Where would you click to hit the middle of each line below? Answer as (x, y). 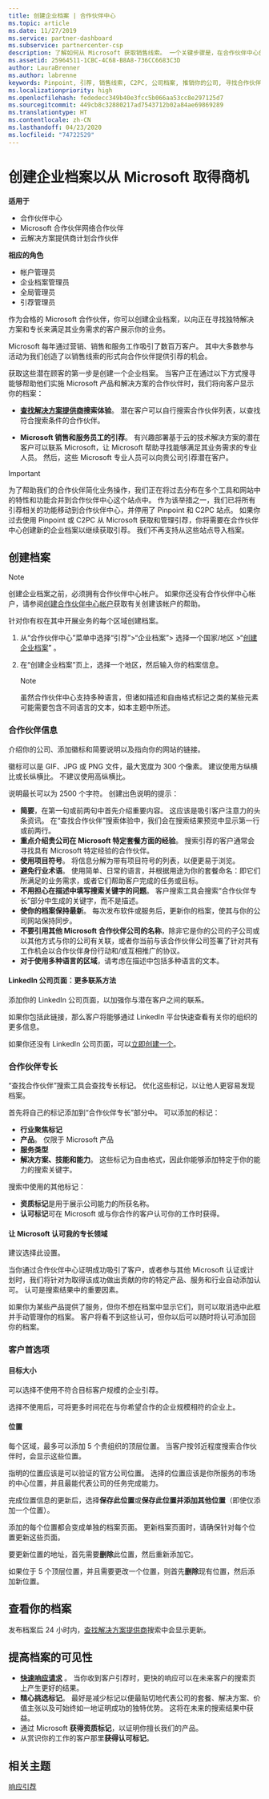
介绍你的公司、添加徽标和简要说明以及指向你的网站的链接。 (106, 749)
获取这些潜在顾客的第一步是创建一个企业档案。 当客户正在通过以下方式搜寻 (132, 373)
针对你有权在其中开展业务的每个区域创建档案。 (85, 621)
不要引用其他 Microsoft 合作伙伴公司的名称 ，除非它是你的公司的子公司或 (140, 930)
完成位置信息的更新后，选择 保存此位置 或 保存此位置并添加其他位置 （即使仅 (131, 1500)
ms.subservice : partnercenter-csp (66, 46)
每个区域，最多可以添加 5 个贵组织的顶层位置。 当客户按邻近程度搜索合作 (129, 1446)
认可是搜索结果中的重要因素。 (73, 1290)
